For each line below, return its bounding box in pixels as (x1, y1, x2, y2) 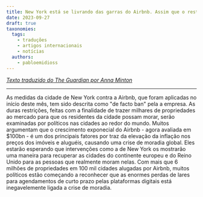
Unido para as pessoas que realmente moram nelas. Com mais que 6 (6, 158, 178, 165)
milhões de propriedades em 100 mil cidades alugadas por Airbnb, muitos (6, 164, 190, 172)
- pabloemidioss (17, 59, 59, 65)
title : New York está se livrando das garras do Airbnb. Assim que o (6, 8, 185, 15)
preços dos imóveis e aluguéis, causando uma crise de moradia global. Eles (6, 139, 195, 146)
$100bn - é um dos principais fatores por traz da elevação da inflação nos (6, 132, 191, 139)
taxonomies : (6, 25, 36, 32)
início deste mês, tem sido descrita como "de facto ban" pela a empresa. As (6, 100, 196, 107)
